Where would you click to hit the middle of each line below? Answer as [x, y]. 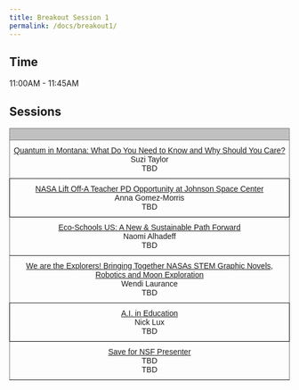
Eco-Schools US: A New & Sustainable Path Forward [149, 228]
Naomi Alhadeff [149, 236]
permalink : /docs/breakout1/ [63, 26]
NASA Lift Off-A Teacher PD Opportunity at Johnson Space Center [149, 189]
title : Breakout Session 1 [59, 17]
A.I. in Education [149, 314]
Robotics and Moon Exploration [149, 275]
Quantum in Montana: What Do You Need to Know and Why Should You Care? [149, 151]
